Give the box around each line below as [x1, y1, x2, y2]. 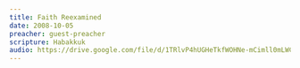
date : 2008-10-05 [9, 21, 74, 30]
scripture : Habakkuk [9, 37, 87, 47]
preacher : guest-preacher [9, 29, 105, 38]
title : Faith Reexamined [9, 12, 102, 22]
